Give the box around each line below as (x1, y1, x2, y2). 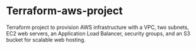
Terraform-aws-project (6, 4, 123, 18)
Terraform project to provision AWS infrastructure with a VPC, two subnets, (6, 24, 189, 31)
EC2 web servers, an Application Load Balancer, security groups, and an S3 (6, 30, 191, 37)
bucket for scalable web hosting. (6, 36, 86, 43)
